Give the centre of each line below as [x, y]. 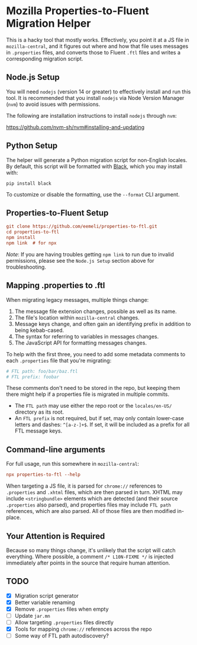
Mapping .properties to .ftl [56, 286]
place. [14, 517]
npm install [21, 238]
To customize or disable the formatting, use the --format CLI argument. [93, 194]
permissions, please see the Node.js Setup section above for [80, 260]
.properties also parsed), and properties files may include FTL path [89, 505]
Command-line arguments [56, 449]
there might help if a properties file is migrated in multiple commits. [88, 394]
